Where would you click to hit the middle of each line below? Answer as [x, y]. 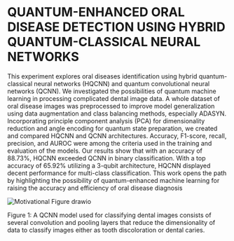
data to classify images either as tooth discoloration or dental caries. [106, 230]
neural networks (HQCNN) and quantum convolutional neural [122, 83]
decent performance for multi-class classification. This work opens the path [117, 173]
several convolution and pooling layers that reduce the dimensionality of [111, 222]
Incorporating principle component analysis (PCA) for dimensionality [106, 120]
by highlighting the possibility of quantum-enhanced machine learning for [113, 180]
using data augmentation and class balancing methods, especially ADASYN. [117, 113]
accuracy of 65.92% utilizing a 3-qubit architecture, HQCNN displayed [109, 165]
